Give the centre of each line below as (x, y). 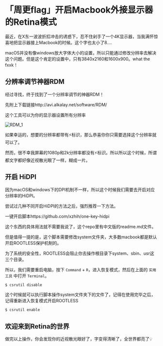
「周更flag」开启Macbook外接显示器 (79, 10)
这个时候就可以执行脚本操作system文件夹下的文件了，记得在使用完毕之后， (80, 295)
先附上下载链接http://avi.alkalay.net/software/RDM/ (56, 104)
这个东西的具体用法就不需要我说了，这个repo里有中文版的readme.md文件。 (81, 227)
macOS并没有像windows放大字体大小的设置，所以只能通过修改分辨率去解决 (81, 53)
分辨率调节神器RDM (35, 82)
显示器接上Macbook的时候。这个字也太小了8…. (65, 42)
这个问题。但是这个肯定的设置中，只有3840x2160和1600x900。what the (78, 59)
